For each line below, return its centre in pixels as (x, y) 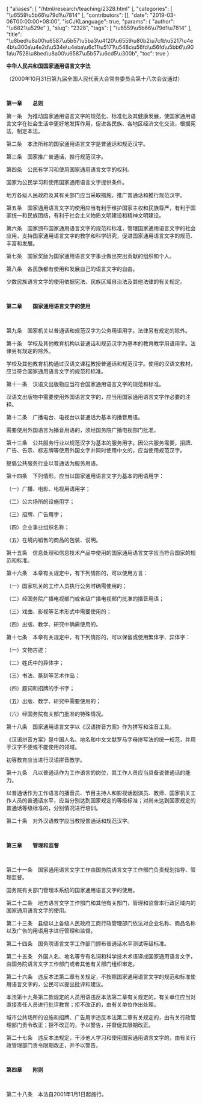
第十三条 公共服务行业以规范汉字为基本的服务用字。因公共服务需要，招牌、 (101, 443)
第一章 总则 (25, 103)
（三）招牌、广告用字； (35, 514)
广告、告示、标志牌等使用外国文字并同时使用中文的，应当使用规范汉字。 (96, 450)
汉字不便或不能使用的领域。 (45, 747)
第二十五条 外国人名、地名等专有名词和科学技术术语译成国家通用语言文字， (101, 956)
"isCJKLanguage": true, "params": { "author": (118, 21)
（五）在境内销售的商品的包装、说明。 (54, 540)
